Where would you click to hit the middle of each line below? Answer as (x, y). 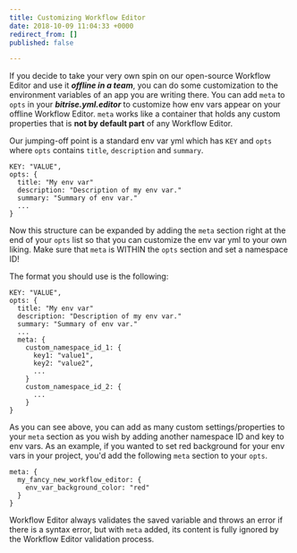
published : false (42, 43)
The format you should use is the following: (89, 276)
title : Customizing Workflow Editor (77, 17)
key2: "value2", (63, 364)
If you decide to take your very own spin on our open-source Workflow (140, 76)
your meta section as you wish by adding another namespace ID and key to (147, 436)
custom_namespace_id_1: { (74, 348)
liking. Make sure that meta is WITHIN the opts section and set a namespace (149, 250)
